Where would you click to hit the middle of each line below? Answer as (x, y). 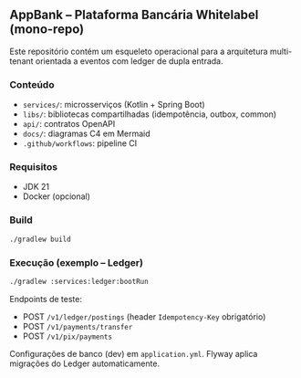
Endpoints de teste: (46, 299)
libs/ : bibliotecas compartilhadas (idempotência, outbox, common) (149, 114)
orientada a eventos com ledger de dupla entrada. (129, 61)
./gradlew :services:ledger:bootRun (79, 281)
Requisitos (33, 167)
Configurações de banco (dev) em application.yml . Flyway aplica (134, 353)
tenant (21, 61)
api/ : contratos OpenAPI (69, 124)
